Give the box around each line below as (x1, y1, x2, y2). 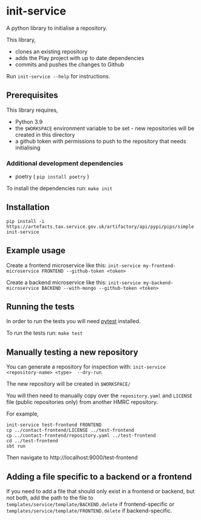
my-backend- (143, 279, 174, 286)
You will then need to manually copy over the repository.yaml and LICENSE (6, 392, 192, 399)
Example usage (6, 245, 66, 256)
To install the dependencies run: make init (6, 185, 113, 192)
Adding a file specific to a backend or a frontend (6, 471, 192, 482)
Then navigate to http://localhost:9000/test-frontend (6, 454, 138, 461)
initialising (15, 144, 41, 151)
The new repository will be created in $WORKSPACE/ (6, 380, 131, 388)
